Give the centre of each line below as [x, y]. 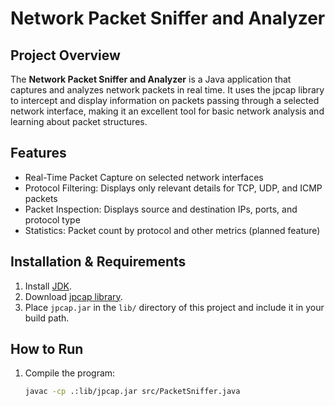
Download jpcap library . [73, 296]
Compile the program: [70, 373]
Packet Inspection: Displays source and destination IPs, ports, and [161, 209]
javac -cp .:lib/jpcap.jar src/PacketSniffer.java [132, 392]
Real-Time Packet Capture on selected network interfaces [144, 177]
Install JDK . [48, 286]
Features [38, 153]
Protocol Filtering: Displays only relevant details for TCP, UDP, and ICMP [173, 188]
